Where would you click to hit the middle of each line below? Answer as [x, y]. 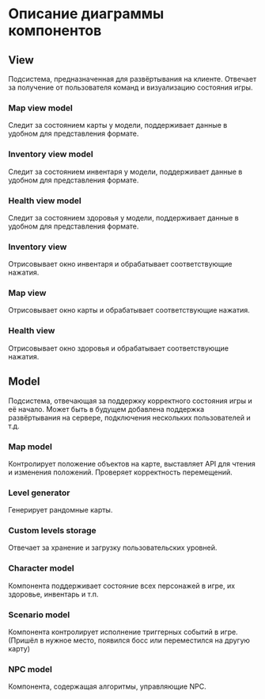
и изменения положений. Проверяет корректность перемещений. [121, 472]
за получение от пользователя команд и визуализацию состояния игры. [131, 87]
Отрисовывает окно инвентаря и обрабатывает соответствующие [120, 264]
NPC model [30, 669]
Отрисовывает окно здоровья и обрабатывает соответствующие [119, 348]
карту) [19, 649]
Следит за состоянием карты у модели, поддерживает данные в [118, 125]
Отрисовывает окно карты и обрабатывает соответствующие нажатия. [129, 310]
